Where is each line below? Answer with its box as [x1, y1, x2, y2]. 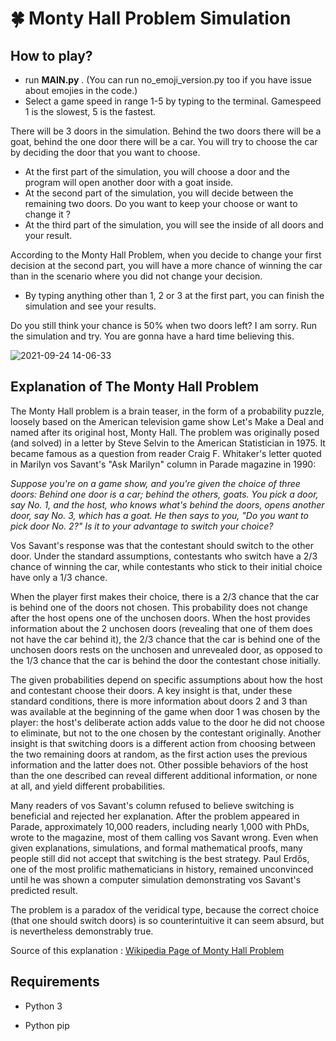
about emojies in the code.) [24, 85, 138, 96]
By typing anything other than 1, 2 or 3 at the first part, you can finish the [24, 290, 325, 301]
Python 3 [24, 1000, 63, 1012]
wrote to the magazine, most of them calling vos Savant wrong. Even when [10, 831, 319, 843]
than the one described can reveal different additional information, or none [10, 769, 318, 781]
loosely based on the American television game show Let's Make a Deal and [10, 415, 325, 427]
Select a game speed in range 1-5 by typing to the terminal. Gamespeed [24, 95, 322, 107]
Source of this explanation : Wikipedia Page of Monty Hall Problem [10, 944, 285, 956]
